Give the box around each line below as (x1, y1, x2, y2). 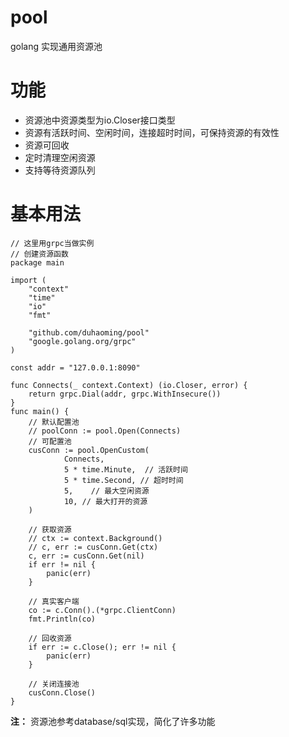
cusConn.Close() (28, 687, 97, 698)
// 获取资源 (28, 524, 72, 535)
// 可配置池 (28, 436, 72, 446)
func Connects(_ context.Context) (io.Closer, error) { (10, 380, 248, 390)
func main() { (10, 406, 70, 416)
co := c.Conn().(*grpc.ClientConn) (28, 605, 177, 615)
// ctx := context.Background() (28, 533, 163, 543)
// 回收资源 (28, 633, 72, 643)
